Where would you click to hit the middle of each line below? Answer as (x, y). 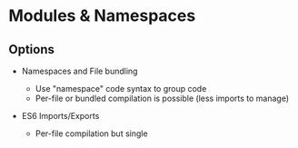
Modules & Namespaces (102, 16)
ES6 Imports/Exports (60, 116)
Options (32, 49)
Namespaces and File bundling (79, 71)
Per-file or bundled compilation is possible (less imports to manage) (162, 98)
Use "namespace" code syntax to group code (121, 89)
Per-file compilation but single (91, 133)
